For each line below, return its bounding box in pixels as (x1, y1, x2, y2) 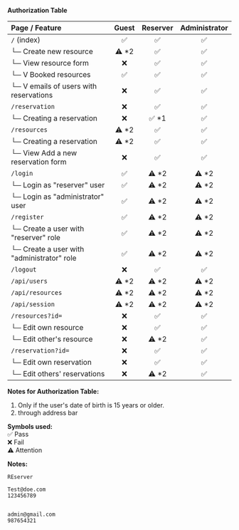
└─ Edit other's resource (11, 334, 93, 344)
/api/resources (11, 289, 63, 296)
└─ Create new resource (11, 46, 94, 56)
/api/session (11, 301, 55, 308)
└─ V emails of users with (11, 81, 97, 91)
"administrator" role (11, 253, 77, 263)
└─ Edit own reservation (11, 358, 92, 367)
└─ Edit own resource (11, 323, 84, 332)
